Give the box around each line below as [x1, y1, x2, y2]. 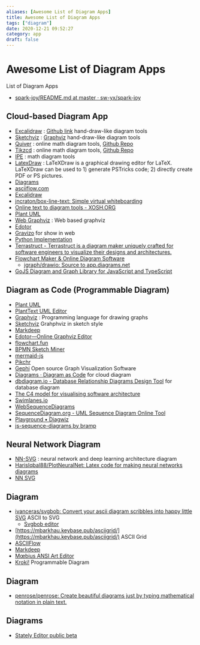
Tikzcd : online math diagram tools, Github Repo [14, 146, 134, 154]
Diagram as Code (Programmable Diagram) [6, 285, 169, 295]
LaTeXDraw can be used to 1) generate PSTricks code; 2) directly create [14, 166, 193, 173]
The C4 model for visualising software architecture [14, 390, 141, 397]
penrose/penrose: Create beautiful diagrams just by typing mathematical [14, 592, 195, 599]
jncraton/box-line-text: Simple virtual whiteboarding [14, 197, 143, 205]
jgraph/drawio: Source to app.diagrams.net [23, 261, 131, 268]
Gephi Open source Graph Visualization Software [14, 364, 137, 372]
